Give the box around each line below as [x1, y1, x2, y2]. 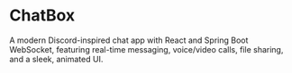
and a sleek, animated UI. [9, 53, 104, 64]
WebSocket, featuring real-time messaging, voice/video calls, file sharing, [9, 44, 284, 54]
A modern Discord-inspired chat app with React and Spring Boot [9, 35, 249, 45]
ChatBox [9, 5, 76, 26]
